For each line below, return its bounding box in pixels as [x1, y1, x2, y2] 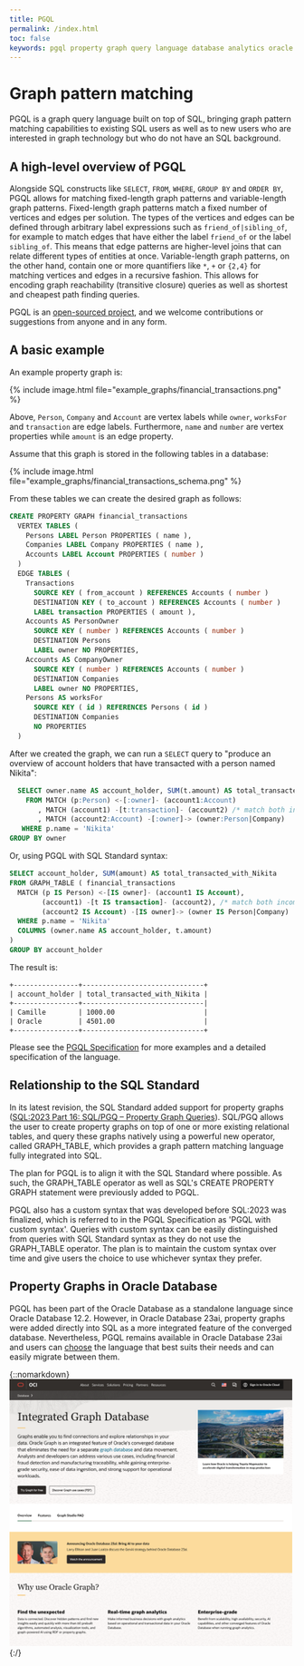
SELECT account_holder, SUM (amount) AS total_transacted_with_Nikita [9, 869, 278, 879]
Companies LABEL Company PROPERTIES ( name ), [25, 541, 204, 550]
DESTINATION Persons [33, 636, 111, 646]
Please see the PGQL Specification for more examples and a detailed [9, 1041, 267, 1052]
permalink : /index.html [9, 24, 100, 34]
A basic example [9, 343, 106, 358]
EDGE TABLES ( [17, 570, 71, 579]
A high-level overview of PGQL [9, 159, 186, 174]
